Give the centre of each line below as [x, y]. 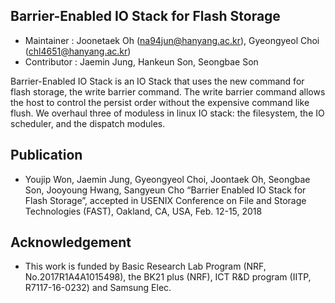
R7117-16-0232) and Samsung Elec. [98, 288]
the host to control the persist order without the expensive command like [160, 102]
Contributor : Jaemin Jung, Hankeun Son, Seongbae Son [141, 61]
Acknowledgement [71, 242]
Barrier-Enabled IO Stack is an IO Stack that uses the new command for [157, 81]
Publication [46, 155]
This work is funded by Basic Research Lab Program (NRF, [145, 266]
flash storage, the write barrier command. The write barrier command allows [168, 91]
